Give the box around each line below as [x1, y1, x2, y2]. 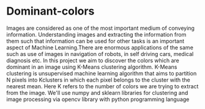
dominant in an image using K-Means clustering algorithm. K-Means [6, 63, 177, 71]
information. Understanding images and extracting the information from [6, 30, 187, 38]
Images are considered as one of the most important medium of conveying [6, 24, 195, 32]
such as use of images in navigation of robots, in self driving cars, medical [6, 50, 194, 57]
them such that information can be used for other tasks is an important [6, 37, 185, 44]
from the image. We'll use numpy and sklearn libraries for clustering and [6, 89, 188, 96]
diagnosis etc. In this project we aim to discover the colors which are [6, 57, 179, 64]
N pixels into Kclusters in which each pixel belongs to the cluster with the [6, 76, 191, 83]
